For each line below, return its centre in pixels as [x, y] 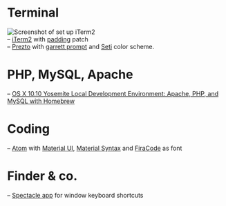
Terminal [33, 13]
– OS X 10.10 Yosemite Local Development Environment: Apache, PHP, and [113, 93]
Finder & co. [43, 176]
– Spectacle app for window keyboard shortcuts [75, 195]
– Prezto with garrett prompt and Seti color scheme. [81, 46]
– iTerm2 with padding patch [48, 39]
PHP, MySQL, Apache [70, 75]
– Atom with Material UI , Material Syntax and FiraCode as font [95, 148]
